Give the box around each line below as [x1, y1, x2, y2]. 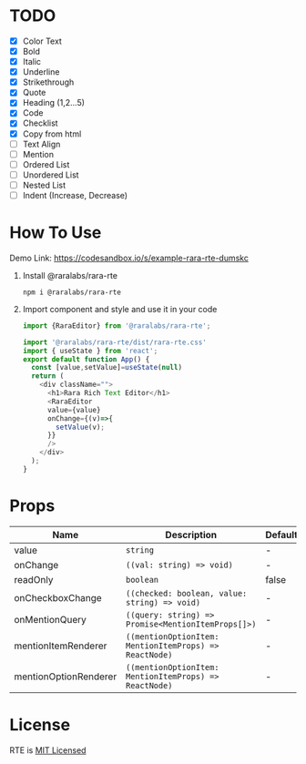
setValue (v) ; [56, 423, 106, 432]
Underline [22, 66, 60, 77]
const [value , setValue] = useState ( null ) [31, 363, 183, 372]
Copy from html [22, 128, 82, 139]
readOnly [14, 573, 54, 586]
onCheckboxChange [14, 591, 102, 604]
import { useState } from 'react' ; [22, 346, 158, 355]
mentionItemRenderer [14, 639, 107, 652]
